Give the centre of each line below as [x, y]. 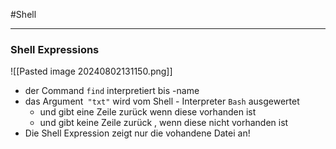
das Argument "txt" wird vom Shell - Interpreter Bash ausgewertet [162, 101]
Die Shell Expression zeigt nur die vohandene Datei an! [137, 133]
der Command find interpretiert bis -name [112, 91]
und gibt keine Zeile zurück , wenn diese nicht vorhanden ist [164, 123]
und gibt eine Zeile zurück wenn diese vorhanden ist [148, 112]
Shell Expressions [55, 49]
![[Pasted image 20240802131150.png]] [91, 71]
